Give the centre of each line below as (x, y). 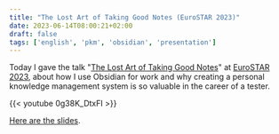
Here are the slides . (45, 121)
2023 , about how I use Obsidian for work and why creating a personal (137, 77)
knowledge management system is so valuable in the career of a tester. (140, 86)
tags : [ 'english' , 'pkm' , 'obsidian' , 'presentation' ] (113, 42)
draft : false (33, 34)
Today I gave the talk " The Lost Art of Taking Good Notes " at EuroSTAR (139, 67)
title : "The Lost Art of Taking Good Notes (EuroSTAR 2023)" (125, 17)
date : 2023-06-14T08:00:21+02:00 (71, 26)
